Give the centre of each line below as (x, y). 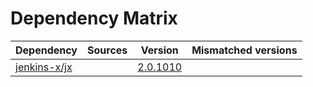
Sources (107, 50)
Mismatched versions (244, 50)
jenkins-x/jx (44, 67)
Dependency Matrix (94, 18)
